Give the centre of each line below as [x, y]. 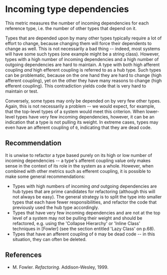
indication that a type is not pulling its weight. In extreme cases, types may [82, 122]
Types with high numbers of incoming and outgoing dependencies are [84, 186]
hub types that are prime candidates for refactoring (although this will [84, 191]
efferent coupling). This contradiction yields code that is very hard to [76, 85]
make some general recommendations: [45, 176]
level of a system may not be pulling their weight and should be [77, 218]
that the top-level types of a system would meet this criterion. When [75, 111]
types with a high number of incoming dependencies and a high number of [82, 59]
